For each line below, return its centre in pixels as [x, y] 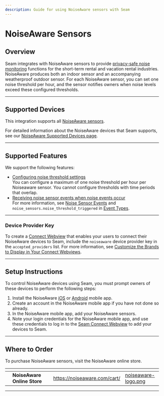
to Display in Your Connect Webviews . [43, 252]
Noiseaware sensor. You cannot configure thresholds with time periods [83, 187]
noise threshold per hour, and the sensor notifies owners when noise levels [81, 84]
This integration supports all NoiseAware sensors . [55, 121]
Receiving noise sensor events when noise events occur [69, 198]
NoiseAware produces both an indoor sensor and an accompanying [73, 74]
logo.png [135, 381]
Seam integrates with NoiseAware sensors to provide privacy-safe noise [78, 64]
